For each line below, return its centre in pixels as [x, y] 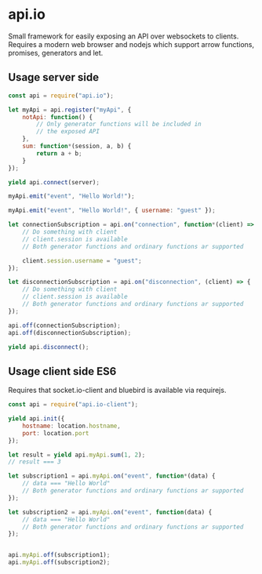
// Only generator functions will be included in [119, 124]
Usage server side [54, 77]
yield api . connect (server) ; [54, 182]
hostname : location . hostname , [72, 426]
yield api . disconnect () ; [49, 347]
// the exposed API [68, 132]
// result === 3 [35, 462]
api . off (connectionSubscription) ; [65, 325]
